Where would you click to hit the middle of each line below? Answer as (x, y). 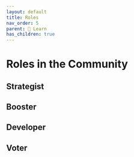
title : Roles (23, 18)
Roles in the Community (67, 64)
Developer (26, 127)
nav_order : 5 (23, 23)
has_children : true (31, 34)
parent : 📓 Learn (26, 29)
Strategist (25, 86)
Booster (21, 107)
